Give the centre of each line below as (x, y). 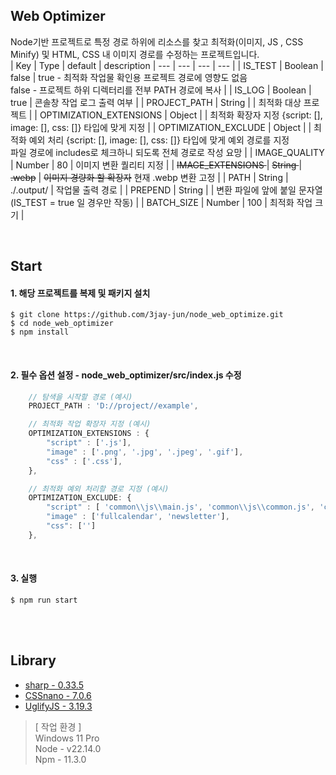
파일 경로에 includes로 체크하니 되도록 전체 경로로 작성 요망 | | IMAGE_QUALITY (167, 152)
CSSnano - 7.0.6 (58, 695)
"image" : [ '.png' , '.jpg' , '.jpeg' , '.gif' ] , (145, 452)
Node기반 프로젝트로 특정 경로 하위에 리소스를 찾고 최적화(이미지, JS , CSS (157, 41)
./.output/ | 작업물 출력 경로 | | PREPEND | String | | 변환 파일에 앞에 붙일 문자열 (166, 190)
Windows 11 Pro (67, 738)
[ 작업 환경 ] (58, 726)
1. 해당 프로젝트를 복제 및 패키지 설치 (80, 293)
